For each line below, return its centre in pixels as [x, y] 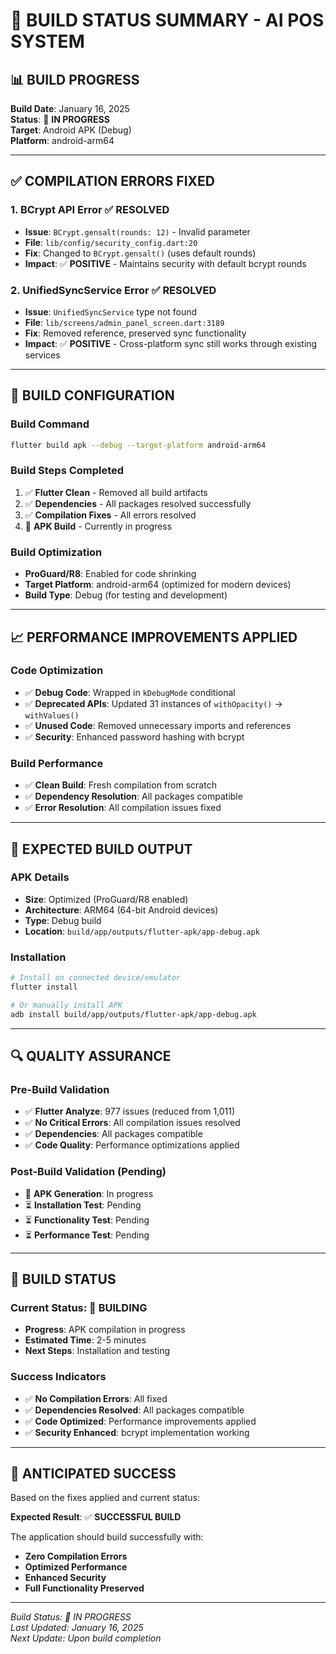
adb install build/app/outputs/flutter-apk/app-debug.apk [133, 1014]
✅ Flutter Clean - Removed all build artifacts [116, 492]
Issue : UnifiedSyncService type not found [111, 311]
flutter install [44, 987]
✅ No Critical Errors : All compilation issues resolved [132, 1123]
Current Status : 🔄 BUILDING [79, 1307]
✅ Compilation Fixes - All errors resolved [110, 515]
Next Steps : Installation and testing [97, 1351]
